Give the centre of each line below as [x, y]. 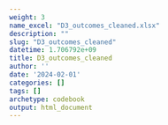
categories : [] [37, 83]
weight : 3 [27, 17]
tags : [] [25, 91]
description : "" [39, 33]
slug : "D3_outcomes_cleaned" [63, 42]
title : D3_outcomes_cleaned [61, 58]
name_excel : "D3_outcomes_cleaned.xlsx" [85, 26]
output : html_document [51, 107]
